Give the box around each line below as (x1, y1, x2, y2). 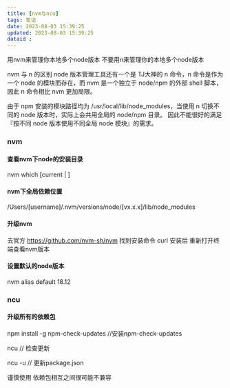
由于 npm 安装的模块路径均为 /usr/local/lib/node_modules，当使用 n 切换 (7, 102, 213, 110)
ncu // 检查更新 (7, 344, 50, 352)
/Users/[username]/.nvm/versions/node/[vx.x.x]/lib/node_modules (7, 203, 196, 211)
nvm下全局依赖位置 (7, 187, 63, 195)
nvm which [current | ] (7, 170, 70, 179)
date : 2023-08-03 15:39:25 (7, 23, 85, 30)
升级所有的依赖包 (7, 313, 56, 321)
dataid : (7, 36, 32, 43)
